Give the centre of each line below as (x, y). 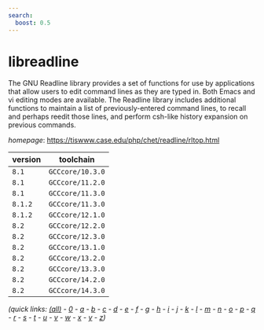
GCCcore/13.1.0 (77, 247)
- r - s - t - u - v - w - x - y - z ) (57, 317)
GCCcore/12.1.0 (77, 215)
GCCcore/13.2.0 (77, 258)
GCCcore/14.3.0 (77, 291)
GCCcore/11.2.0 (77, 183)
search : (21, 15)
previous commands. (42, 125)
